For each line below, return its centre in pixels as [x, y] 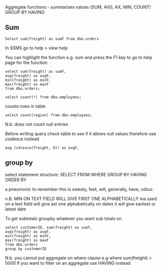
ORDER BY [16, 180]
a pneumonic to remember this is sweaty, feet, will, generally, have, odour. [80, 189]
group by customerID [26, 249]
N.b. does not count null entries [36, 124]
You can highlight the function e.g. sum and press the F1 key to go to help [79, 57]
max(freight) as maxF [27, 240]
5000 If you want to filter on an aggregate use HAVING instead [68, 263]
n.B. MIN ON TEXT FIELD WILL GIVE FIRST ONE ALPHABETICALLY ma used [81, 198]
